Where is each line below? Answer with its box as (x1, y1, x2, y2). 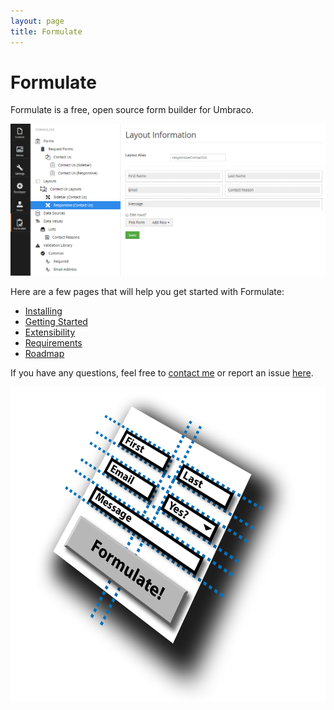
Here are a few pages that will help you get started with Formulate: (10, 286, 285, 298)
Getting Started (24, 316, 88, 328)
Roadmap (24, 348, 65, 360)
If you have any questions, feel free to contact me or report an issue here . (10, 367, 314, 379)
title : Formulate (10, 26, 83, 37)
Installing (24, 305, 63, 317)
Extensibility (24, 326, 76, 339)
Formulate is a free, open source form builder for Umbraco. (10, 104, 255, 116)
